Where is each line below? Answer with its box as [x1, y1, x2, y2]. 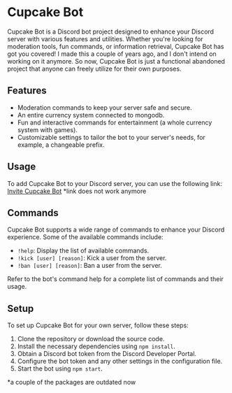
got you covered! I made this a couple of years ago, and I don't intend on [7, 50, 217, 58]
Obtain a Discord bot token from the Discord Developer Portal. [17, 350, 197, 358]
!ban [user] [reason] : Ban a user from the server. [17, 262, 163, 270]
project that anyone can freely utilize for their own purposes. [7, 64, 182, 73]
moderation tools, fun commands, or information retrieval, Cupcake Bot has [7, 42, 224, 50]
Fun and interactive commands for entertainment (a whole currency [17, 118, 212, 127]
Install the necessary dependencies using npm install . [17, 342, 176, 350]
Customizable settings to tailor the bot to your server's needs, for [17, 133, 206, 141]
